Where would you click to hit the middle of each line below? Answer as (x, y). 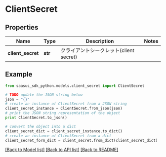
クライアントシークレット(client (97, 50)
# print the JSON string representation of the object (63, 113)
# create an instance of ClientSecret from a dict (58, 136)
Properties (22, 27)
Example (19, 74)
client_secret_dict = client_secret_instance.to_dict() (64, 131)
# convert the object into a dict (41, 126)
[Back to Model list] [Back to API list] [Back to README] (62, 150)
